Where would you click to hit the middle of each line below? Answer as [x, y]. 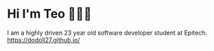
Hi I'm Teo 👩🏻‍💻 [49, 14]
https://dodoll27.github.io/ [44, 39]
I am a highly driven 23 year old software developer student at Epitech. [107, 33]
